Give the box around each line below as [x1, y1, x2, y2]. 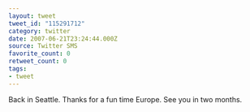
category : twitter [8, 27, 71, 35]
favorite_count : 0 [8, 50, 71, 58]
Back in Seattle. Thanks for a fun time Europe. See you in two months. [8, 94, 243, 104]
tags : [8, 65, 27, 73]
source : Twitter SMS [8, 42, 79, 50]
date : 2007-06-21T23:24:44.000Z [8, 34, 118, 43]
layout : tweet [8, 11, 57, 20]
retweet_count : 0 [8, 58, 67, 66]
